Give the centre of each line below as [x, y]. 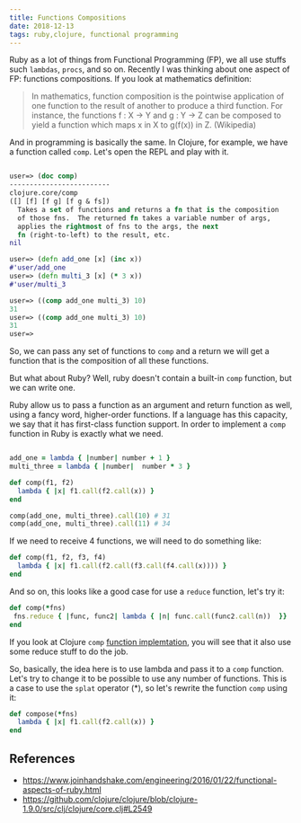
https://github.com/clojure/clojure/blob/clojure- [110, 799]
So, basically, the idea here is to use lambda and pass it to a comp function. [147, 668]
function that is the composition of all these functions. [109, 361]
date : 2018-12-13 [42, 26]
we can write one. [43, 388]
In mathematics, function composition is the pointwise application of [158, 96]
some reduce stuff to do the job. [69, 651]
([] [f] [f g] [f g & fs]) [60, 201]
